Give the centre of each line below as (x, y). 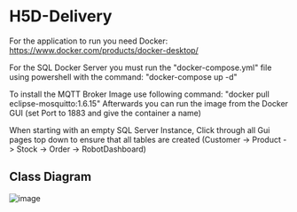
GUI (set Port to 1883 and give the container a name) (106, 113)
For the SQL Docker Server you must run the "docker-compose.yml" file (141, 67)
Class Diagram (50, 177)
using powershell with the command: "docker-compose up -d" (123, 76)
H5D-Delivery (61, 16)
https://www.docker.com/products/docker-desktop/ (104, 50)
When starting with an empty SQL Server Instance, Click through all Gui (140, 130)
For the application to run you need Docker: (89, 41)
